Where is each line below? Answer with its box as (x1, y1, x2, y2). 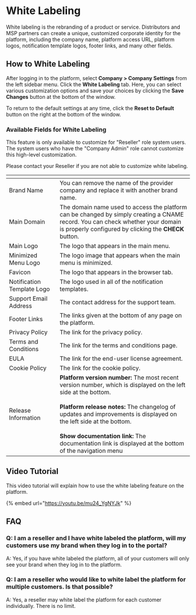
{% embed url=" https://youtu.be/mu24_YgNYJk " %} (6, 499, 132, 507)
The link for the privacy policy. (59, 328, 143, 336)
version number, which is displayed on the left (59, 381, 185, 389)
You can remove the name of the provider (59, 179, 174, 187)
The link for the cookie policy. (59, 364, 141, 372)
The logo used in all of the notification (59, 278, 163, 286)
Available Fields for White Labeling (6, 125, 107, 133)
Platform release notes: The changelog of (59, 403, 176, 411)
